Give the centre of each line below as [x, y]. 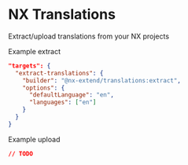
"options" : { [44, 88]
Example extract [35, 51]
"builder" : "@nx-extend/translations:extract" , [101, 80]
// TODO [21, 154]
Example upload [34, 139]
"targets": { [29, 66]
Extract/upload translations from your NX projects [89, 36]
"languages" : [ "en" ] [63, 103]
